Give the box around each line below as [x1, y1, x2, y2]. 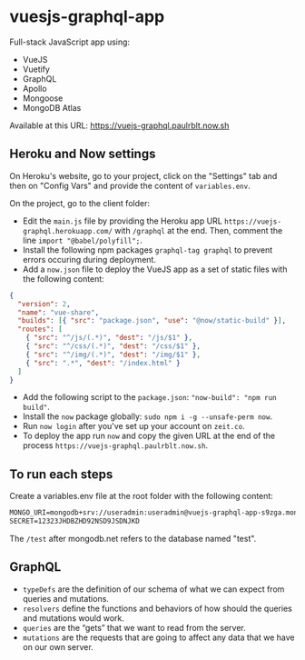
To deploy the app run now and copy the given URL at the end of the [22, 430, 275, 442]
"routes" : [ [17, 325, 64, 334]
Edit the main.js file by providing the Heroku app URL [22, 215, 222, 226]
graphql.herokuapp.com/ [22, 226, 113, 235]
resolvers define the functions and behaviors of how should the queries [22, 603, 292, 614]
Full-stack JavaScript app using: [9, 36, 130, 47]
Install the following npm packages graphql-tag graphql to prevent [22, 244, 273, 255]
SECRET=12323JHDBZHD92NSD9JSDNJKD [9, 516, 141, 526]
